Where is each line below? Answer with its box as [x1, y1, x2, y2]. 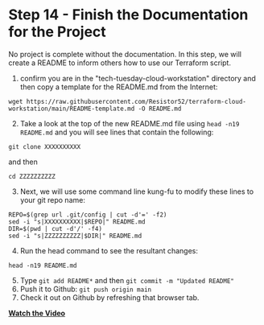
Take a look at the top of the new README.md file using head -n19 [19, 118, 240, 128]
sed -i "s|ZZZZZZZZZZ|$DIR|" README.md [8, 232, 142, 240]
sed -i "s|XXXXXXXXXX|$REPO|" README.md [8, 217, 146, 226]
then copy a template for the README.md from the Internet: [19, 82, 218, 92]
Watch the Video [8, 308, 66, 318]
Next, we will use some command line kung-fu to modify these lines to [19, 187, 254, 196]
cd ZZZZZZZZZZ [8, 172, 56, 180]
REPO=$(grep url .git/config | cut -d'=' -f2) [8, 211, 167, 219]
